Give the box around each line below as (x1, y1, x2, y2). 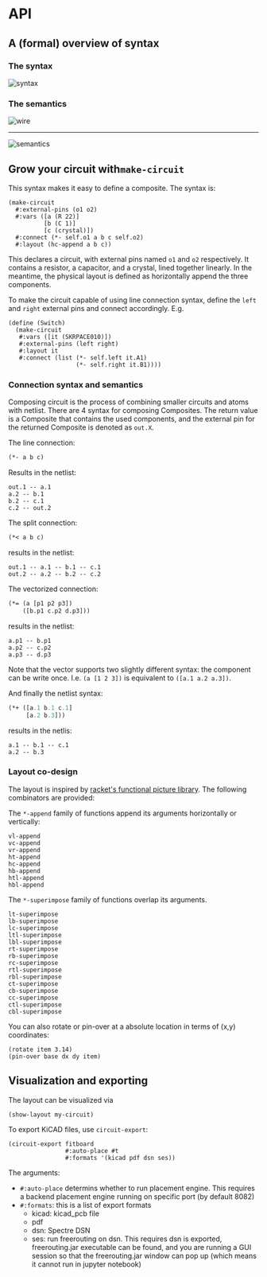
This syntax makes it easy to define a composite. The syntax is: (8, 183, 216, 193)
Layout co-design (8, 766, 78, 777)
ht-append (8, 853, 41, 861)
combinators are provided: (8, 792, 95, 802)
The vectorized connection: (8, 584, 99, 594)
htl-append (8, 874, 44, 882)
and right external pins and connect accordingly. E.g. (8, 303, 184, 313)
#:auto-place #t (64, 1147, 119, 1154)
